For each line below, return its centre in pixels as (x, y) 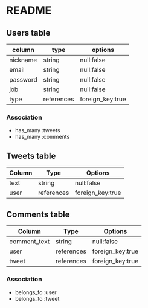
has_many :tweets (37, 130)
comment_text (30, 241)
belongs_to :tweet (37, 299)
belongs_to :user (36, 292)
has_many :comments (42, 137)
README (29, 11)
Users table (28, 33)
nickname (23, 60)
